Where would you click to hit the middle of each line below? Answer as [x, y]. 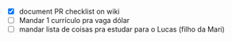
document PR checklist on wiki [69, 11]
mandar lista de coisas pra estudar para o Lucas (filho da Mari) [122, 29]
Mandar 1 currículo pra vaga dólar [74, 21]
